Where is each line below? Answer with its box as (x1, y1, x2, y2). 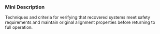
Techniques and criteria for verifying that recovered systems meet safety (5, 15, 151, 20)
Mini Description (5, 4, 45, 10)
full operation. (5, 25, 33, 30)
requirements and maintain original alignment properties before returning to (5, 19, 156, 25)
